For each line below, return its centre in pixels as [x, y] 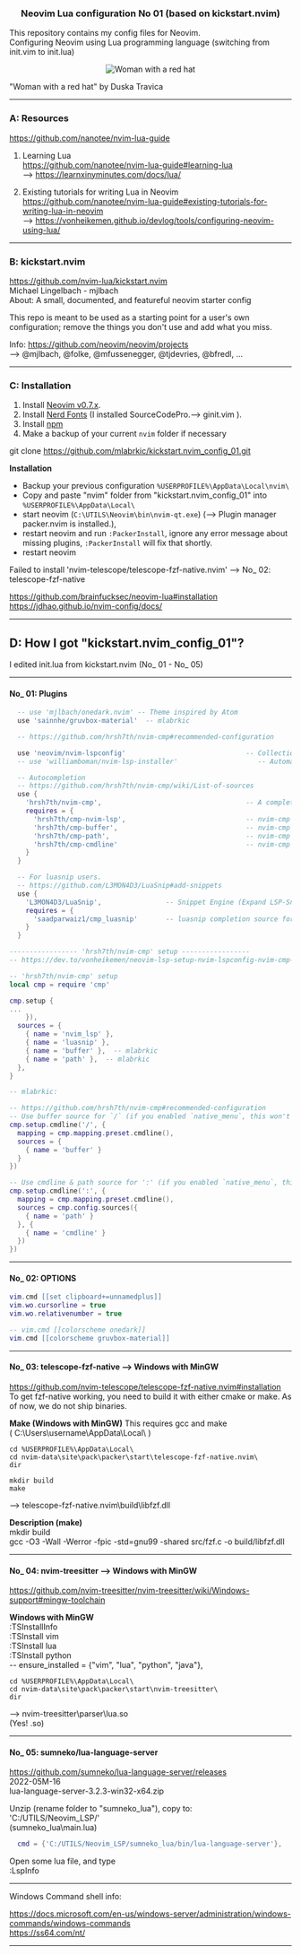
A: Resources [39, 118]
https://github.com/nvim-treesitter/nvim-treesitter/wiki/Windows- [129, 1591]
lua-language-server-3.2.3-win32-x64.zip [86, 1791]
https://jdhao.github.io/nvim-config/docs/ [86, 606]
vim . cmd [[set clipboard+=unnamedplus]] [86, 1297]
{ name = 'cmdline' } [65, 1233]
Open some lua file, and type [63, 1861]
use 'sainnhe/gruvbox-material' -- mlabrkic [104, 721]
